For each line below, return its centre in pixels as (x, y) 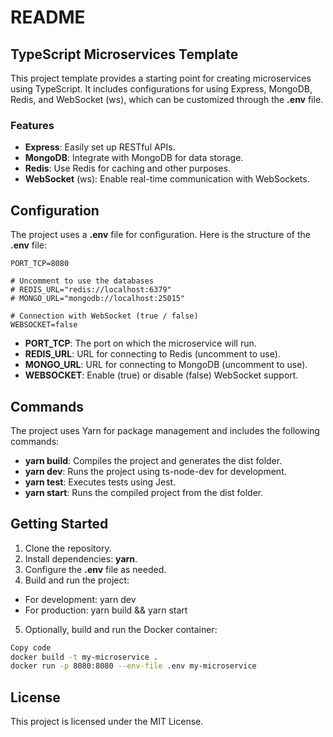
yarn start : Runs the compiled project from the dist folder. (144, 492)
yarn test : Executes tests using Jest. (100, 482)
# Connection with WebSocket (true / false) (104, 316)
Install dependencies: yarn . (81, 558)
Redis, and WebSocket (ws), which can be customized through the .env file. (167, 99)
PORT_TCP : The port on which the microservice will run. (140, 343)
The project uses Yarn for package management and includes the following (165, 430)
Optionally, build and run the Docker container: (121, 629)
